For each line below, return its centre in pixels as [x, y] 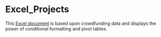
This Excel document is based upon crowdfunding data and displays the [81, 23]
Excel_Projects [37, 9]
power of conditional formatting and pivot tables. [56, 28]
